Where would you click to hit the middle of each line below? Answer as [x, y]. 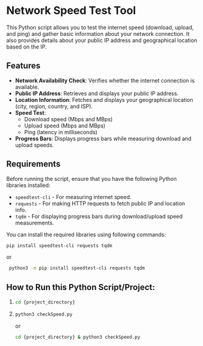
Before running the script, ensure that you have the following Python [92, 178]
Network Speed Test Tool [71, 11]
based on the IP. [27, 47]
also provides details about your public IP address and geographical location [102, 40]
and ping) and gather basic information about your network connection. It [98, 33]
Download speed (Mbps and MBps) [68, 119]
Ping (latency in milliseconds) [61, 132]
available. [27, 87]
